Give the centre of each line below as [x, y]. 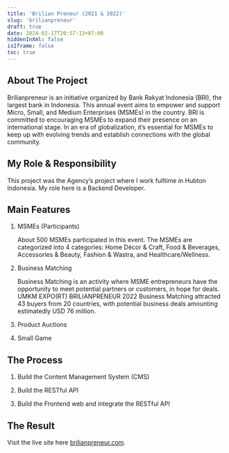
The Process [35, 360]
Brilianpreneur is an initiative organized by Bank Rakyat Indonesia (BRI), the [114, 97]
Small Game [34, 338]
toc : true [22, 53]
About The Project [48, 81]
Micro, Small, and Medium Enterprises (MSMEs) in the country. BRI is [106, 112]
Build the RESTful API [48, 390]
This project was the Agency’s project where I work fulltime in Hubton [107, 180]
